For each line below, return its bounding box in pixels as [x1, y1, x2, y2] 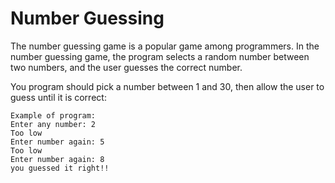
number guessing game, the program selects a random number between [10, 50, 310, 62]
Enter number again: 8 [10, 154, 105, 164]
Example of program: [10, 110, 97, 121]
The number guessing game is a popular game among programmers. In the [10, 40, 320, 52]
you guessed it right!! [10, 163, 110, 173]
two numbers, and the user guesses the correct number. [10, 61, 243, 73]
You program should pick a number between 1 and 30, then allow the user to [10, 80, 325, 92]
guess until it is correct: [10, 91, 107, 103]
